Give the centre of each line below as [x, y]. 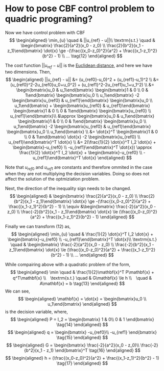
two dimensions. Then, [28, 72]
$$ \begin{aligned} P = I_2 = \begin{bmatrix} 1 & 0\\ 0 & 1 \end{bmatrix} [82, 319]
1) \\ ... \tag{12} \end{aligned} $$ [90, 56]
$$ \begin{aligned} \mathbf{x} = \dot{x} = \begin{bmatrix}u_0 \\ [82, 299]
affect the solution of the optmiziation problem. [52, 179]
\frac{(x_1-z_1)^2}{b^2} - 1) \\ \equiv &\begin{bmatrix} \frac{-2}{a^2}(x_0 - [82, 206]
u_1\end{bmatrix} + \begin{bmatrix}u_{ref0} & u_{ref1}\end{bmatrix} [82, 106]
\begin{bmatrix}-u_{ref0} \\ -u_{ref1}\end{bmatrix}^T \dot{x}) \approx [82, 147]
